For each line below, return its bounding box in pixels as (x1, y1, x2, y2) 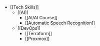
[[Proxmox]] (24, 36, 50, 42)
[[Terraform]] (24, 31, 52, 36)
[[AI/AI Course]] (24, 15, 57, 20)
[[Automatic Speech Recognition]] (24, 20, 95, 26)
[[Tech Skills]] (9, 4, 39, 10)
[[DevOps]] (17, 25, 41, 31)
